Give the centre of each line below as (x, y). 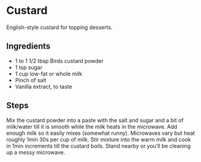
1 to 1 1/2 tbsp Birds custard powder (59, 60)
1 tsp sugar (29, 67)
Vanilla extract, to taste (43, 86)
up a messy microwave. (36, 152)
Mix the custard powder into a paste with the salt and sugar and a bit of (95, 120)
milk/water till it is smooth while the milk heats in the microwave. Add (92, 126)
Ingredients (28, 46)
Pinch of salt (30, 80)
